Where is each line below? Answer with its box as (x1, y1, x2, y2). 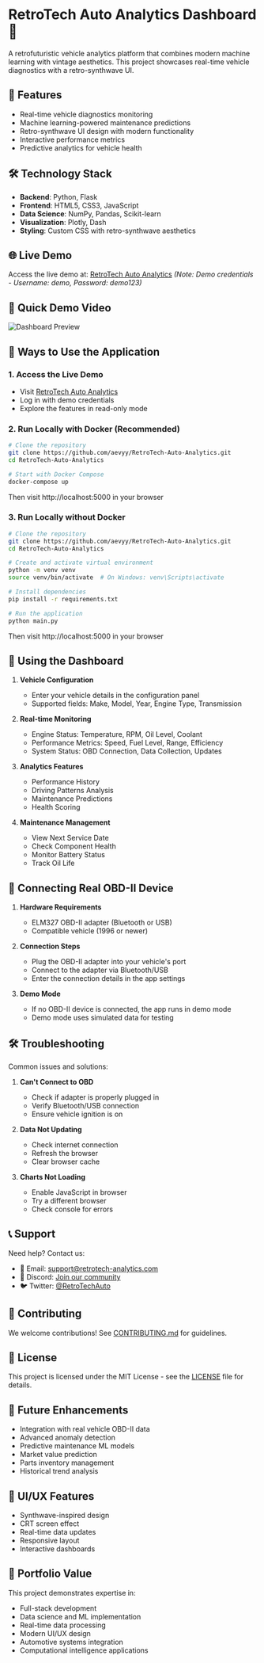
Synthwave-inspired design (19, 1511, 110, 1520)
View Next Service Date (31, 833, 109, 843)
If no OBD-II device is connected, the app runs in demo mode (31, 1005, 232, 1014)
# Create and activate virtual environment (8, 559, 154, 567)
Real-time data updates (19, 1528, 96, 1537)
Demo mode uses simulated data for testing (31, 1013, 174, 1023)
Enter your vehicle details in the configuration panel (31, 691, 200, 700)
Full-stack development (19, 1603, 97, 1613)
